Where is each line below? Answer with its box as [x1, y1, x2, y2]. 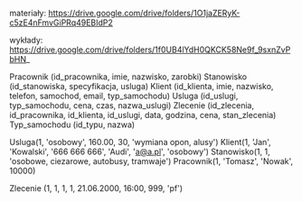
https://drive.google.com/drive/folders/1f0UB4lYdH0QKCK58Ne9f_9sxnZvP [9, 44, 291, 55]
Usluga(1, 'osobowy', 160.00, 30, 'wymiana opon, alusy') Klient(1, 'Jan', [9, 137, 271, 147]
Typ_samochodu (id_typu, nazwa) [9, 119, 136, 130]
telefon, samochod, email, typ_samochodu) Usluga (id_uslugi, [9, 90, 239, 101]
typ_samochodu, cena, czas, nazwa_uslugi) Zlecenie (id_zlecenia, [9, 100, 255, 111]
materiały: [9, 8, 47, 18]
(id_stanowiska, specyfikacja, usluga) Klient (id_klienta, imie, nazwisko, [9, 81, 274, 91]
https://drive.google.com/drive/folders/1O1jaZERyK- [48, 8, 241, 18]
